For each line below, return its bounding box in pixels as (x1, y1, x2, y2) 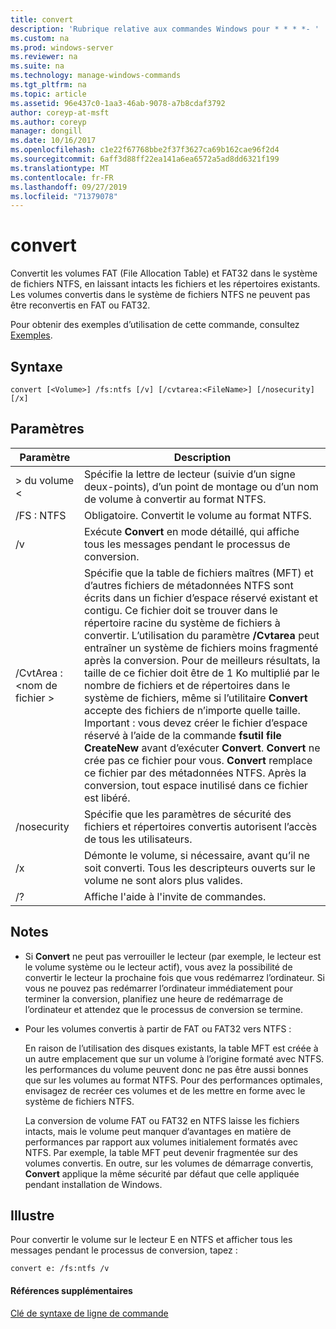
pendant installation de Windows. (24, 1178, 163, 1190)
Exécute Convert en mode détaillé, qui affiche (83, 524, 300, 538)
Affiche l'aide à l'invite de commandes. (83, 889, 267, 903)
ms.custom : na (10, 33, 70, 43)
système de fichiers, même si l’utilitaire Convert (83, 691, 308, 705)
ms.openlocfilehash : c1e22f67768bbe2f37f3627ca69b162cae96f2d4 (10, 145, 280, 155)
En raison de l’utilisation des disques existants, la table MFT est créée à (24, 1042, 319, 1054)
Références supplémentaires (10, 1285, 133, 1297)
